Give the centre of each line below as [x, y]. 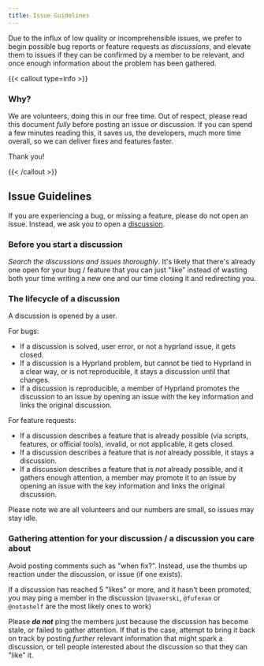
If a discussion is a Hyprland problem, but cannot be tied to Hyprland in [136, 363]
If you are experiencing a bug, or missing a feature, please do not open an [128, 215]
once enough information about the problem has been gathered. [112, 63]
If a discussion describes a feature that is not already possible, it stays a [137, 453]
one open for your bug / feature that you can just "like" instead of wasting [128, 270]
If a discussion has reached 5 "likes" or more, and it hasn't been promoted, [130, 589]
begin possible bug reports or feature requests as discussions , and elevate [130, 46]
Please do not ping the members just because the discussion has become [128, 621]
